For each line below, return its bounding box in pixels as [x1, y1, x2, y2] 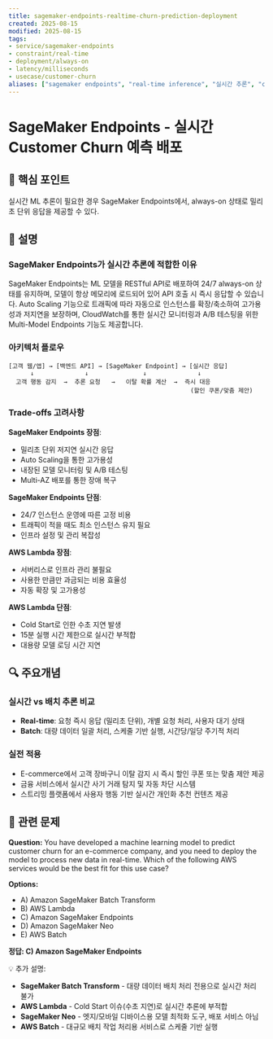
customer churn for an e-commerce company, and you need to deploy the [8, 846, 258, 856]
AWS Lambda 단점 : [8, 602, 72, 612]
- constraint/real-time [8, 50, 89, 58]
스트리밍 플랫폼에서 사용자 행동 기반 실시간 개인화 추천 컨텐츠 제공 [19, 789, 229, 799]
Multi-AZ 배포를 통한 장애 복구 [19, 475, 117, 484]
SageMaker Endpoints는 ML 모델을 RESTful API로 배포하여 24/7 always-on [8, 278, 254, 289]
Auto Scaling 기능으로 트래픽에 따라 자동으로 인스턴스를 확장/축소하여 [19, 299, 240, 309]
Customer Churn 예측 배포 [8, 138, 183, 156]
